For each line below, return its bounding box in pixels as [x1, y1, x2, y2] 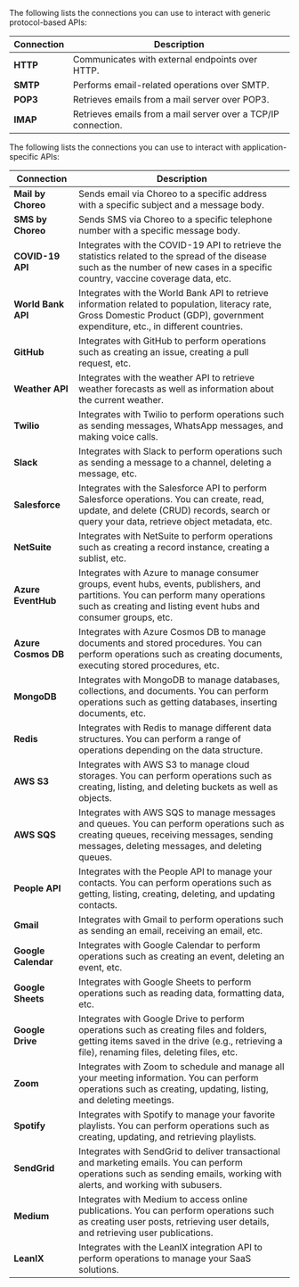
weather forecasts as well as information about [78, 383, 274, 395]
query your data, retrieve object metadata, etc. [78, 516, 273, 527]
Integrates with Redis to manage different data [78, 722, 272, 734]
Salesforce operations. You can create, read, [78, 493, 264, 505]
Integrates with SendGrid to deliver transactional [78, 1145, 280, 1158]
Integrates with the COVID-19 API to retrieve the [78, 239, 282, 251]
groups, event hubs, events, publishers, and [78, 578, 261, 590]
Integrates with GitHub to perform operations [78, 334, 267, 347]
